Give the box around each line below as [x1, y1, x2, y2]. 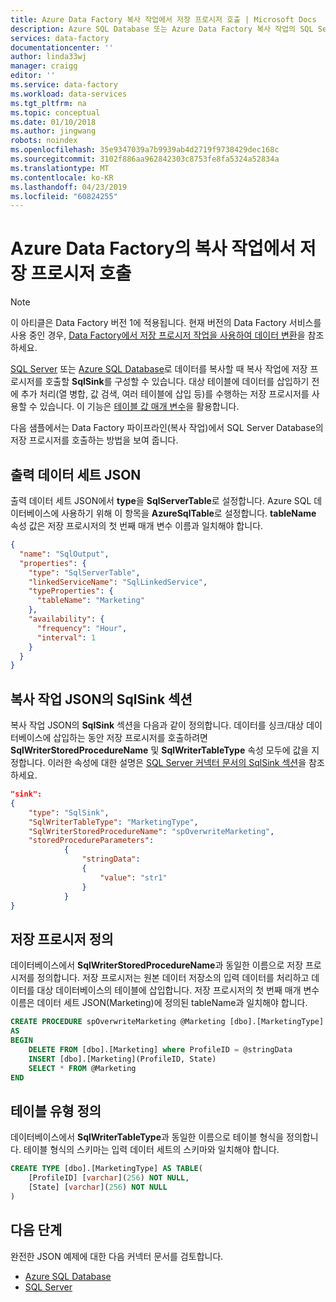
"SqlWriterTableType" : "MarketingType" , [28, 817, 199, 827]
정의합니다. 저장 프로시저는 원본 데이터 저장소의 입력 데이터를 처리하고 [36, 972, 310, 984]
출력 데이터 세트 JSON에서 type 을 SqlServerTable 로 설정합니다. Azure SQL [10, 495, 312, 506]
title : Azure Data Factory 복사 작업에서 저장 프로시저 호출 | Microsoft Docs [10, 14, 317, 25]
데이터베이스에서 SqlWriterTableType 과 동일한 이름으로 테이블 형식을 [10, 1131, 285, 1143]
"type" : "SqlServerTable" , [28, 567, 141, 578]
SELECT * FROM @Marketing [28, 1063, 137, 1073]
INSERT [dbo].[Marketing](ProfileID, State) [28, 1054, 217, 1064]
